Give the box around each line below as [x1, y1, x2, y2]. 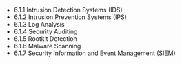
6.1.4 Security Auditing [13, 27, 78, 35]
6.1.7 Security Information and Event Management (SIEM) [13, 49, 176, 57]
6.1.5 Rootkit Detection [13, 35, 77, 43]
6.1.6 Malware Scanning [13, 42, 81, 50]
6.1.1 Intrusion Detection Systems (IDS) [13, 6, 123, 14]
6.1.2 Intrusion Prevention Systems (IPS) [13, 13, 128, 21]
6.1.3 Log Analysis [13, 20, 65, 28]
